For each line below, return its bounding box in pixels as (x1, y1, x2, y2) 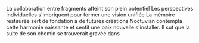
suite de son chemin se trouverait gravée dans (6, 30, 120, 37)
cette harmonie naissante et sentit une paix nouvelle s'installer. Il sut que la (6, 24, 191, 31)
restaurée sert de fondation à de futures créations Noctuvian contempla (6, 18, 183, 24)
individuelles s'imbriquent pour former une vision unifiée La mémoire (6, 11, 175, 18)
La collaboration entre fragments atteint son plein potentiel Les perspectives (6, 5, 194, 12)
